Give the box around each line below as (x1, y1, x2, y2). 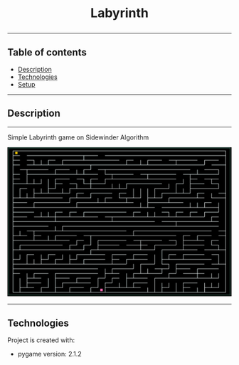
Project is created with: (7, 336, 75, 344)
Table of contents (7, 46, 87, 58)
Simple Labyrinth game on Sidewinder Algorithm (7, 133, 149, 142)
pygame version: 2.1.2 (17, 350, 82, 359)
